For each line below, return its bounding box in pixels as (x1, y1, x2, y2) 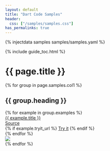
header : (5, 16, 21, 21)
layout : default (5, 7, 38, 12)
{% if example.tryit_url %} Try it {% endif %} (5, 125, 95, 131)
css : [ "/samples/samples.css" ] (9, 21, 74, 26)
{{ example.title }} (5, 114, 41, 121)
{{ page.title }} (5, 66, 66, 77)
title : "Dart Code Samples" (5, 12, 63, 17)
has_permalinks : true (5, 26, 50, 31)
